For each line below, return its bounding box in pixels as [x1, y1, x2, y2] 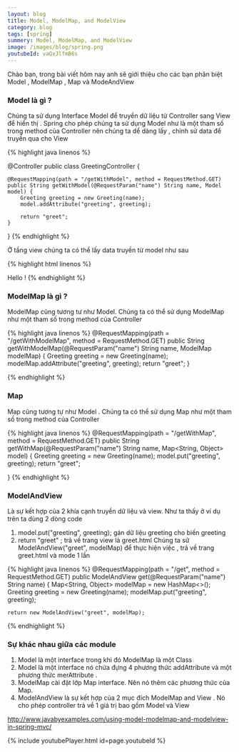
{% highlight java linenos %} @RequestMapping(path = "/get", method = [7, 565, 220, 573]
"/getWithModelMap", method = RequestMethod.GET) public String [7, 336, 205, 345]
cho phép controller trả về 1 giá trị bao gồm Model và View [17, 701, 190, 710]
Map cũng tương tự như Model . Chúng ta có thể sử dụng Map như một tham [7, 407, 232, 416]
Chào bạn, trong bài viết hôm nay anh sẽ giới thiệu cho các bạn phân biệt [7, 69, 223, 79]
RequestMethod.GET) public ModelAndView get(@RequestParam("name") [7, 573, 226, 581]
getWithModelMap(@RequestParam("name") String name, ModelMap [7, 344, 212, 353]
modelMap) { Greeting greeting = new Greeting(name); [7, 351, 169, 361]
